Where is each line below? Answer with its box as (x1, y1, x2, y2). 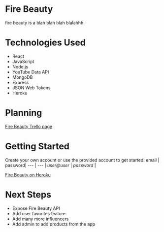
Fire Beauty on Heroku (5, 171, 51, 178)
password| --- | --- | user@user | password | (5, 162, 96, 168)
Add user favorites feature (12, 210, 66, 216)
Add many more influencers (12, 216, 69, 222)
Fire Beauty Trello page (5, 123, 53, 129)
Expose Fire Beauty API (12, 205, 60, 211)
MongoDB (12, 74, 33, 80)
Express (12, 79, 29, 85)
